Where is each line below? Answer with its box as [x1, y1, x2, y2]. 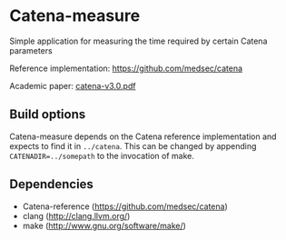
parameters [9, 45, 53, 55]
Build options [9, 106, 86, 123]
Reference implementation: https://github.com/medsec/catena [9, 63, 243, 74]
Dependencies [9, 176, 94, 192]
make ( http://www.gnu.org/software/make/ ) [22, 220, 186, 231]
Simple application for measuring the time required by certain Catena [9, 35, 268, 46]
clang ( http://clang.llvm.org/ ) [22, 210, 131, 221]
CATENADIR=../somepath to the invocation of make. [9, 150, 195, 161]
